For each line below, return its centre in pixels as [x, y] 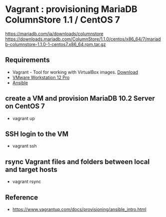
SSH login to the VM [37, 134]
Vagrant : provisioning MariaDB [71, 9]
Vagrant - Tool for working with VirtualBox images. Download [75, 72]
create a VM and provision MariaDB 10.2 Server [80, 98]
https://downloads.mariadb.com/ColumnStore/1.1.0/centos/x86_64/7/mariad [83, 39]
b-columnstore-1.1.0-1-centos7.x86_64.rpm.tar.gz [56, 44]
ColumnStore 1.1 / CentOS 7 [63, 20]
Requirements [27, 60]
